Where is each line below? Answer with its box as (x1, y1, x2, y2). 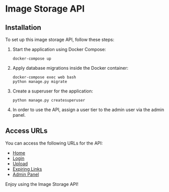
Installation (5, 23, 41, 32)
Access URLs (5, 127, 48, 135)
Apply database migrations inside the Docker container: (12, 65, 129, 71)
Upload (12, 160, 28, 167)
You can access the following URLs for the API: (5, 140, 103, 146)
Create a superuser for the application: (12, 88, 93, 94)
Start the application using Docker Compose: (12, 46, 106, 52)
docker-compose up (12, 56, 51, 61)
